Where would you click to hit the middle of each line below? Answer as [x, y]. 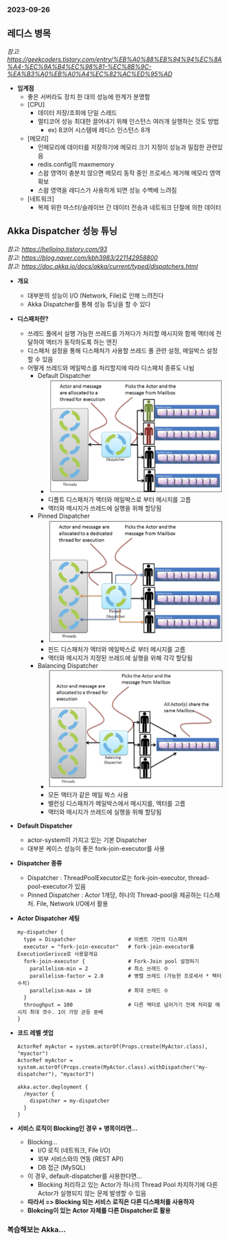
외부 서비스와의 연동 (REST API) [81, 1159]
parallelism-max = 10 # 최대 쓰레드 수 [99, 990]
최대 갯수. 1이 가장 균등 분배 [67, 1012]
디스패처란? [33, 319]
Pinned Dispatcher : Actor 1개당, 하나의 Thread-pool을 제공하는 [114, 895]
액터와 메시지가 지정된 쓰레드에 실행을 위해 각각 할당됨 [120, 658]
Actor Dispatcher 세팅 [48, 918]
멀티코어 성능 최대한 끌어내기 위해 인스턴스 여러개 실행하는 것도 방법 [128, 121]
